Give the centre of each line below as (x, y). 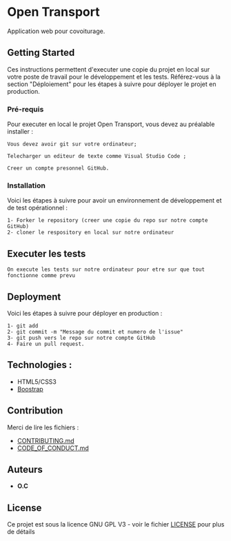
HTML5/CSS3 (37, 381)
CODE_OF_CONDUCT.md (53, 448)
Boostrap (30, 389)
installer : (20, 132)
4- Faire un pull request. (46, 344)
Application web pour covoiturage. (56, 31)
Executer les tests (47, 253)
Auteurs (25, 469)
